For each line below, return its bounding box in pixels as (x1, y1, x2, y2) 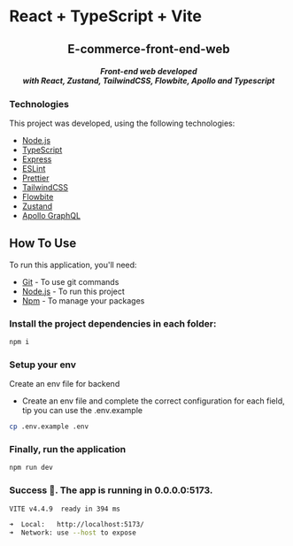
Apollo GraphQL (21, 210, 81, 220)
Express (21, 153, 52, 165)
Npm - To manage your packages (21, 295, 145, 306)
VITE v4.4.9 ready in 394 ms (9, 504, 121, 513)
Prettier (21, 173, 50, 183)
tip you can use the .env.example (21, 405, 143, 416)
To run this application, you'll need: (9, 259, 137, 270)
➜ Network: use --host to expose (9, 528, 137, 537)
